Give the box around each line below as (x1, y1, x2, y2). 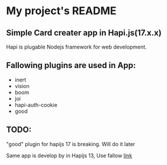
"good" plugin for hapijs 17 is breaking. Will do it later (6, 140, 136, 147)
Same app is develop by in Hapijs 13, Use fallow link (6, 152, 132, 159)
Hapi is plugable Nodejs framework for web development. (6, 43, 147, 50)
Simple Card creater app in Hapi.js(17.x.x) (6, 28, 162, 38)
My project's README (6, 4, 117, 18)
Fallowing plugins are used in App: (6, 60, 136, 70)
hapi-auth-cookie (14, 101, 57, 108)
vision (14, 82, 30, 89)
